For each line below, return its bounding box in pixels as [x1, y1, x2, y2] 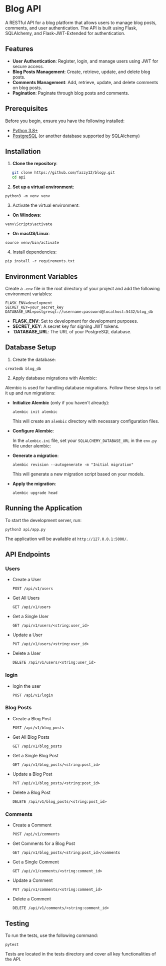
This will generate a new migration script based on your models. [12, 471, 145, 477]
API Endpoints [5, 550, 50, 559]
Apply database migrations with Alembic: [12, 375, 97, 381]
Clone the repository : [12, 161, 58, 167]
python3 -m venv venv [5, 194, 50, 199]
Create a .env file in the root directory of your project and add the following [5, 285, 160, 291]
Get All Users [12, 595, 40, 601]
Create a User [12, 577, 41, 583]
